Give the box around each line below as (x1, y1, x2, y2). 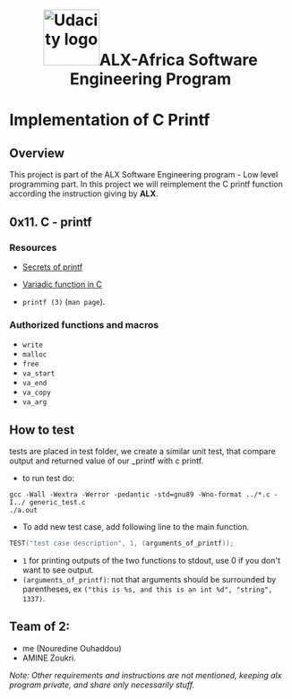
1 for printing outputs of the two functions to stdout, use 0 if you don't (21, 555, 280, 565)
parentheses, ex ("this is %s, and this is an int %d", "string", (21, 583, 273, 594)
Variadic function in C (21, 279, 103, 289)
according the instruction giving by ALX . (9, 188, 159, 199)
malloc (21, 350, 47, 359)
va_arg (21, 398, 47, 407)
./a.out (9, 505, 39, 514)
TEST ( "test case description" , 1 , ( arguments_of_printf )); (9, 539, 235, 548)
